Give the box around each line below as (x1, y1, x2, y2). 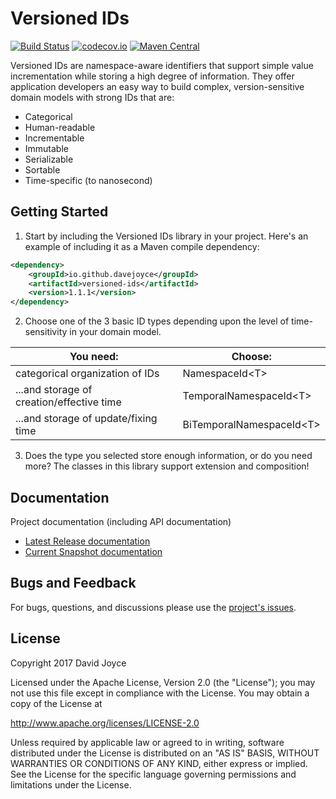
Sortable (24, 163, 61, 176)
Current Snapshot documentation (24, 545, 163, 557)
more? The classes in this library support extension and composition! (24, 460, 310, 472)
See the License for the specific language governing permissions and (10, 768, 297, 780)
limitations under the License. (10, 778, 132, 791)
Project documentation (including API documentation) (10, 515, 232, 527)
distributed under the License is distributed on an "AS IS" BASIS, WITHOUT (10, 747, 320, 759)
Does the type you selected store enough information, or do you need (24, 450, 313, 462)
